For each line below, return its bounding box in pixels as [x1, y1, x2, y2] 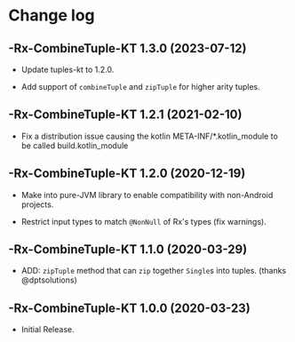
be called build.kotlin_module [20, 139, 129, 151]
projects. [20, 199, 54, 210]
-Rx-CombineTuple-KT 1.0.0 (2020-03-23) [8, 300, 251, 315]
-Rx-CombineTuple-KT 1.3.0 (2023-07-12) [8, 41, 247, 56]
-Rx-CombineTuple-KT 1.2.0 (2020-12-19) [8, 166, 246, 181]
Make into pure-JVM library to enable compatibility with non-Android [20, 189, 274, 200]
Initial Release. [20, 324, 75, 335]
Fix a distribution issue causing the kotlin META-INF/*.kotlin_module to [20, 131, 279, 141]
